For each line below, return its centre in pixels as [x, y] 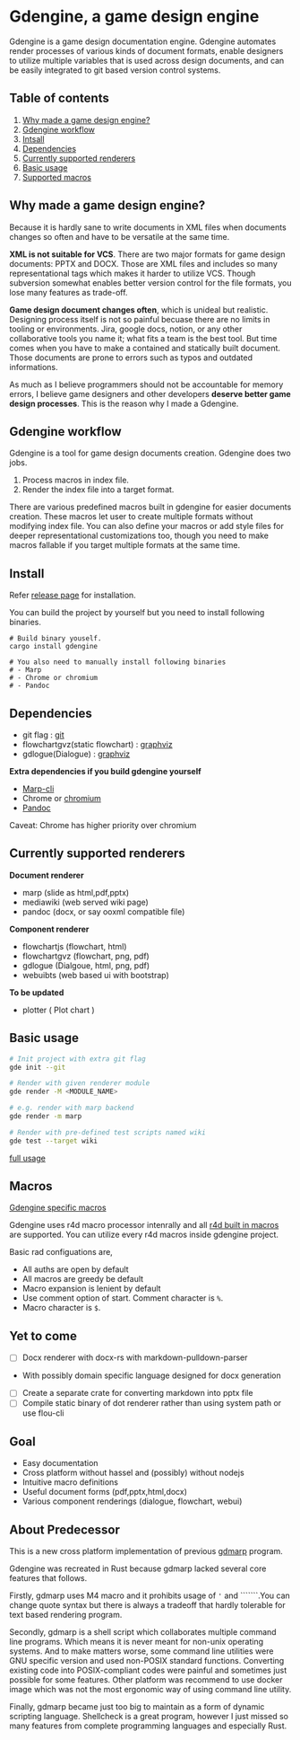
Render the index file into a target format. [98, 490]
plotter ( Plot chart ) [59, 1010]
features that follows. [48, 1578]
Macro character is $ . [61, 1308]
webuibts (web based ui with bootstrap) [96, 975]
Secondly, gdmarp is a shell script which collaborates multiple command [143, 1632]
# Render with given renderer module [80, 1083]
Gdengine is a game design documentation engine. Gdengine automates [143, 41]
